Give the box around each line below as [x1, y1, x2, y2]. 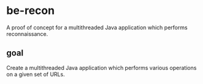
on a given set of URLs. [6, 71, 65, 78]
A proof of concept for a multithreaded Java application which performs [6, 24, 188, 31]
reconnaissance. [6, 30, 48, 37]
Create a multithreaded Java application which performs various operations [6, 64, 197, 71]
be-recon [6, 4, 55, 18]
